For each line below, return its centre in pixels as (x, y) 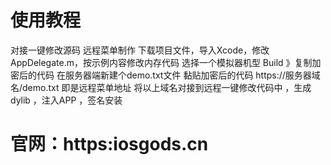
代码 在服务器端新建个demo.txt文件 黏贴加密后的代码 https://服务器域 (178, 75)
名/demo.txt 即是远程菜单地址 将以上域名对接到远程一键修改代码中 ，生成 (161, 87)
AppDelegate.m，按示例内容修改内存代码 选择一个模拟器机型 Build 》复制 (161, 62)
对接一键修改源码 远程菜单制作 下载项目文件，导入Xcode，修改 (140, 50)
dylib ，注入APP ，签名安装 (66, 100)
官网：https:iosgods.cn (109, 144)
